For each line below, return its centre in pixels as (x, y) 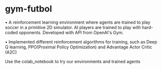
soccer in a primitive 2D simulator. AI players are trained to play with (73, 27)
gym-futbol (29, 9)
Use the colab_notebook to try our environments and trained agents (73, 61)
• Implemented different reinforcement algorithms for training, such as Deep (81, 41)
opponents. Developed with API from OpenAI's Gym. (71, 32)
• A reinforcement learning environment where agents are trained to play (78, 22)
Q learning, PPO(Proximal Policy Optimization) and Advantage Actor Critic (79, 47)
